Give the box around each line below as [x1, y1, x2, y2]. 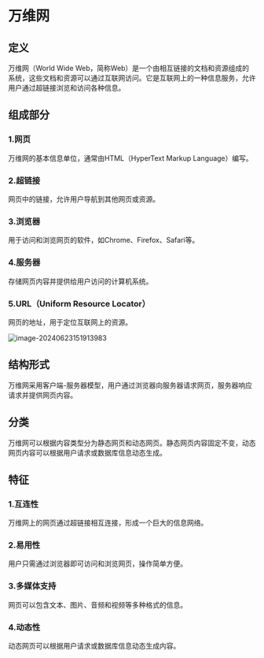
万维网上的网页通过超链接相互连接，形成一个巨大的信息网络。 [8, 518, 208, 528]
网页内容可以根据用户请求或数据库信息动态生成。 [8, 448, 167, 457]
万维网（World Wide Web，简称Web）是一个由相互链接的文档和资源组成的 [8, 64, 250, 72]
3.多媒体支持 [8, 581, 57, 592]
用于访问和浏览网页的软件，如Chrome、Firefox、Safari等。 [8, 236, 200, 245]
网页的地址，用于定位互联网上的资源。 [8, 317, 132, 327]
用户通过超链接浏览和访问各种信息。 [8, 84, 126, 92]
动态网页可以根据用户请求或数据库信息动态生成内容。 [8, 641, 181, 651]
